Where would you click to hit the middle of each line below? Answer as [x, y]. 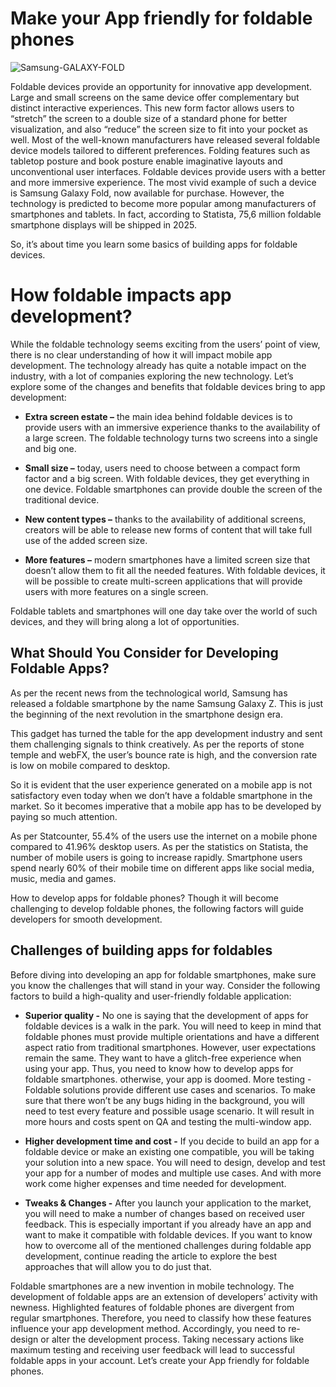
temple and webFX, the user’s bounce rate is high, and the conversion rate [164, 754]
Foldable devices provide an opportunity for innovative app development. [161, 86]
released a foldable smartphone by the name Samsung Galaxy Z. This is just [167, 703]
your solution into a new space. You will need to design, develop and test [175, 1162]
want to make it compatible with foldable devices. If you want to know [168, 1234]
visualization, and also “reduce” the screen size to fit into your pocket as [159, 129]
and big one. [50, 448]
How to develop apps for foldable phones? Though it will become [144, 898]
